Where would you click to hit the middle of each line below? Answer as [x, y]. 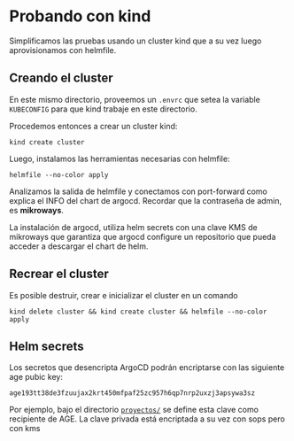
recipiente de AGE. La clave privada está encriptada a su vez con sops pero [147, 419]
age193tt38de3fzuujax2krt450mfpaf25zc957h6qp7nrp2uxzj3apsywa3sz [132, 393]
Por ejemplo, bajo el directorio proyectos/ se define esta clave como [134, 410]
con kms [25, 429]
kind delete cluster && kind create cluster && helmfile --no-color [138, 312]
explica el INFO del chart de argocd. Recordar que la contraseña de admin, [146, 200]
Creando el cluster [61, 78]
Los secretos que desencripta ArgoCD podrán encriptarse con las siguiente [147, 367]
